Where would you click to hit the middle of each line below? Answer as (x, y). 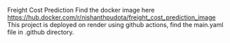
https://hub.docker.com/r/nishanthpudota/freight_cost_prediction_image (111, 17)
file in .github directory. (41, 32)
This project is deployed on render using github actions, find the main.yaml (115, 25)
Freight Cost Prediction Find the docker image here (81, 10)
